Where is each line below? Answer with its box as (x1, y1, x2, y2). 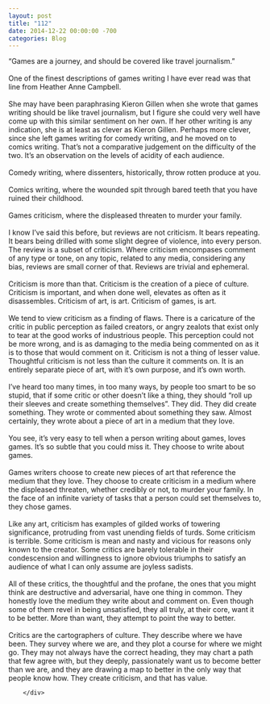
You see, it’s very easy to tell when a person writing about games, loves (8, 433, 246, 444)
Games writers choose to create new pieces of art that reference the (8, 468, 236, 477)
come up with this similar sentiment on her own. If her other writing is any (8, 116, 252, 126)
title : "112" (8, 19, 52, 27)
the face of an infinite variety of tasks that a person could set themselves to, (8, 494, 262, 503)
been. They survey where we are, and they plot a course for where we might (8, 639, 263, 649)
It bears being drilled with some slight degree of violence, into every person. (8, 236, 262, 246)
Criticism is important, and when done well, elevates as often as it (8, 288, 226, 298)
